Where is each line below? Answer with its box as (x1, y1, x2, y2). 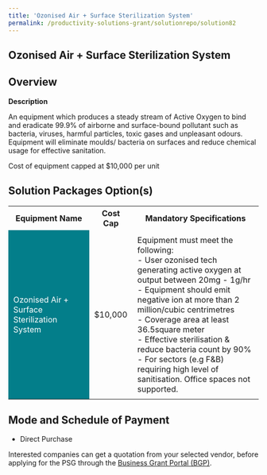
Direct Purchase (19, 434, 73, 444)
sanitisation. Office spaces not (137, 373, 250, 384)
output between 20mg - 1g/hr (137, 274, 251, 285)
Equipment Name (15, 212, 83, 223)
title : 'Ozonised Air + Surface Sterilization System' (8, 11, 194, 20)
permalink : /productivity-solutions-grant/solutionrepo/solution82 (8, 19, 237, 27)
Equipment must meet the (137, 234, 234, 245)
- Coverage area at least (137, 314, 229, 325)
